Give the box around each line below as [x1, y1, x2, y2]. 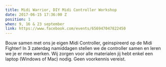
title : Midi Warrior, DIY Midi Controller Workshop [5, 7, 117, 13]
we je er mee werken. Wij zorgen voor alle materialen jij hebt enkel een [5, 51, 153, 57]
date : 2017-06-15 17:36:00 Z [5, 12, 67, 17]
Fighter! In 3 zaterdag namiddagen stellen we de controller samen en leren [5, 45, 161, 51]
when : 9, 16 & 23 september [5, 21, 65, 27]
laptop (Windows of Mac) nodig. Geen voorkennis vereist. [5, 56, 126, 62]
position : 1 [5, 17, 30, 22]
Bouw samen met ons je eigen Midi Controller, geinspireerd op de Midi [5, 40, 152, 46]
